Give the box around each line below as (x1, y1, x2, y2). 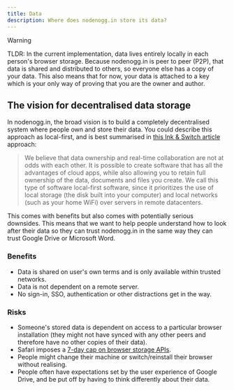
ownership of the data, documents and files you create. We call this (24, 176, 219, 185)
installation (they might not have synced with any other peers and (17, 330, 206, 339)
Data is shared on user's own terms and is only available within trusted (17, 267, 221, 276)
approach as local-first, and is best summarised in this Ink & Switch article (7, 133, 221, 141)
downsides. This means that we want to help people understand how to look (7, 219, 227, 228)
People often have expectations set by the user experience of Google (17, 368, 218, 376)
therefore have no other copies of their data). (17, 338, 148, 346)
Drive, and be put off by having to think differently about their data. (17, 375, 210, 383)
